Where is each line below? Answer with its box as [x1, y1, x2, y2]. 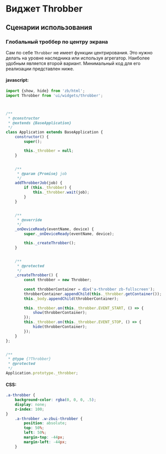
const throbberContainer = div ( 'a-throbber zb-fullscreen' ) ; [24, 287, 155, 292]
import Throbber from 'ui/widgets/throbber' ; [6, 93, 103, 98]
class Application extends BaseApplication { [6, 129, 103, 135]
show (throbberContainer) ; [32, 310, 87, 315]
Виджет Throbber [6, 3, 83, 15]
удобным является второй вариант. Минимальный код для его [6, 60, 141, 66]
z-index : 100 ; [15, 407, 44, 412]
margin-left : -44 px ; [24, 439, 67, 444]
